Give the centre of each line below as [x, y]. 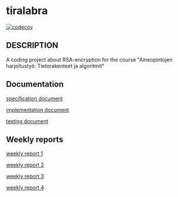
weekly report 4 [25, 188]
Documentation [35, 84]
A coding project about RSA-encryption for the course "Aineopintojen [90, 59]
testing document [27, 121]
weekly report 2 [25, 165]
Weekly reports [35, 139]
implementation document [38, 110]
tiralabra [27, 11]
